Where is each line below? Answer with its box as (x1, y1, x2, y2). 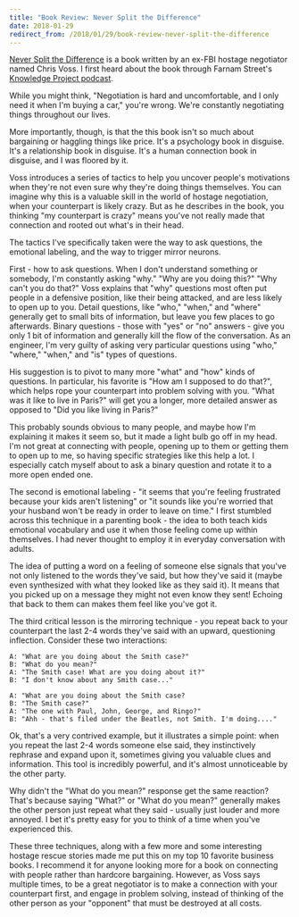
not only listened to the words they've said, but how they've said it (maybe (9, 571, 283, 581)
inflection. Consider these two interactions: (9, 635, 168, 646)
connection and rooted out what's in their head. (9, 220, 185, 230)
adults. (9, 544, 35, 554)
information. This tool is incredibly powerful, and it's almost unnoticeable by (9, 759, 288, 770)
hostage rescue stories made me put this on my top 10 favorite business (9, 850, 274, 862)
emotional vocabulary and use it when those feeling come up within (9, 524, 258, 536)
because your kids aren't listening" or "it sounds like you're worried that (9, 496, 274, 507)
